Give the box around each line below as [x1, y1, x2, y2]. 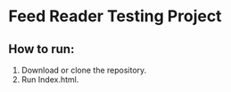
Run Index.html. [21, 74, 79, 85]
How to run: [8, 42, 75, 57]
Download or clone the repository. [21, 65, 147, 75]
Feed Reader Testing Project [8, 6, 222, 27]
